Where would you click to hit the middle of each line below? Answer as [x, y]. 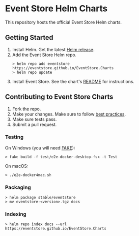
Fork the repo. [27, 109]
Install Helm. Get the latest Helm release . [53, 49]
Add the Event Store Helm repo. [44, 55]
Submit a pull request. [34, 124]
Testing [14, 137]
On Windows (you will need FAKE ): [40, 147]
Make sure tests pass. [34, 119]
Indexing [16, 214]
